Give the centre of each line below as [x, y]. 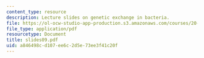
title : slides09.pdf [32, 40]
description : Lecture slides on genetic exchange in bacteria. [88, 18]
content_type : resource [36, 12]
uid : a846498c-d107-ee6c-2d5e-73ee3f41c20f [62, 46]
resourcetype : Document [36, 34]
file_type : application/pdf [42, 29]
